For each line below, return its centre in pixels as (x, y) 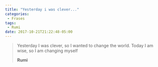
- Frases (16, 18)
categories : (17, 14)
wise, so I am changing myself (47, 51)
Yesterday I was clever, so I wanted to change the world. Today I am (85, 46)
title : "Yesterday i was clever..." (42, 9)
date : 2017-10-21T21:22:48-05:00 (39, 32)
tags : (10, 23)
